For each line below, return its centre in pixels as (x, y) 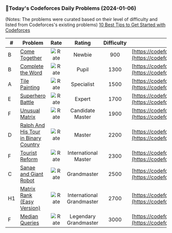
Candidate (83, 111)
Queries (30, 223)
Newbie (83, 55)
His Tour (30, 132)
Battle (27, 102)
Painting (30, 88)
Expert (83, 99)
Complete (32, 66)
